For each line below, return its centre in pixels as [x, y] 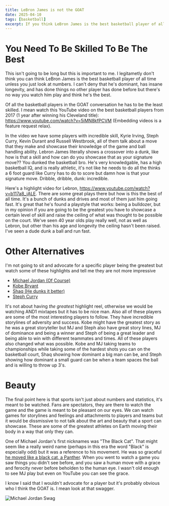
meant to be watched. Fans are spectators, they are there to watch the [78, 405]
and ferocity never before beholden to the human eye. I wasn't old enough [82, 468]
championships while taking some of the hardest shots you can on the [78, 349]
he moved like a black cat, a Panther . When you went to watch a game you [82, 457]
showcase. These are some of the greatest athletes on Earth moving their [81, 426]
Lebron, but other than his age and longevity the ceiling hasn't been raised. [83, 226]
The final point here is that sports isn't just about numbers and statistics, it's [84, 400]
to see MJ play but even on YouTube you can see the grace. [67, 473]
